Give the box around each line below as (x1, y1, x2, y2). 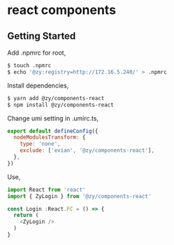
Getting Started (7, 30, 76, 42)
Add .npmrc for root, (7, 48, 66, 57)
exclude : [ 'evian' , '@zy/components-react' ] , (20, 147, 155, 154)
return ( (13, 212, 39, 219)
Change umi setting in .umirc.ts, (7, 114, 99, 122)
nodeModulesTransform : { (13, 134, 86, 141)
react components (7, 2, 117, 18)
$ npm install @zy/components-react (7, 101, 114, 108)
